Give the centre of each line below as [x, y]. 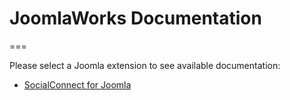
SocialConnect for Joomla [77, 84]
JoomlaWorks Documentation [135, 18]
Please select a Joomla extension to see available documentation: [145, 65]
